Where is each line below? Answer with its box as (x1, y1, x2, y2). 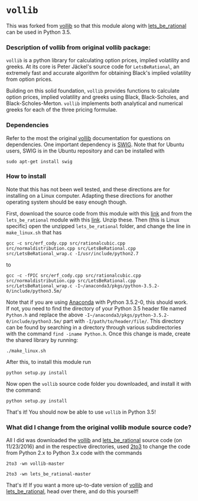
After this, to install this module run (6, 358, 92, 365)
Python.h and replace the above (6, 311, 84, 318)
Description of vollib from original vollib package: (6, 43, 151, 52)
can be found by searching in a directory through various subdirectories (6, 324, 181, 331)
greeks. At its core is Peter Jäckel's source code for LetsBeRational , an (6, 63, 180, 70)
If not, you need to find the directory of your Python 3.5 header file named (6, 305, 187, 312)
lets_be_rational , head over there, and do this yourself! (6, 488, 139, 495)
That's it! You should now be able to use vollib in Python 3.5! (6, 408, 156, 416)
